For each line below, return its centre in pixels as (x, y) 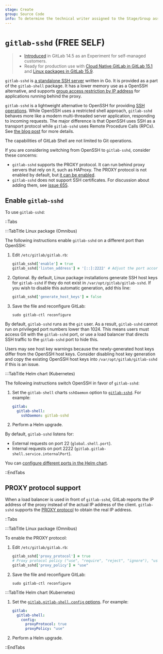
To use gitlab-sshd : (25, 212)
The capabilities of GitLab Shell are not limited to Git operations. (69, 141)
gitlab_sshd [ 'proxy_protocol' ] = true (51, 556)
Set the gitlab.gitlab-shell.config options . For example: (70, 602)
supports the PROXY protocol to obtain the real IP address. (73, 510)
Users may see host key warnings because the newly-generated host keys (80, 349)
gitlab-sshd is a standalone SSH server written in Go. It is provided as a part (81, 81)
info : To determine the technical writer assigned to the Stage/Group (78, 18)
